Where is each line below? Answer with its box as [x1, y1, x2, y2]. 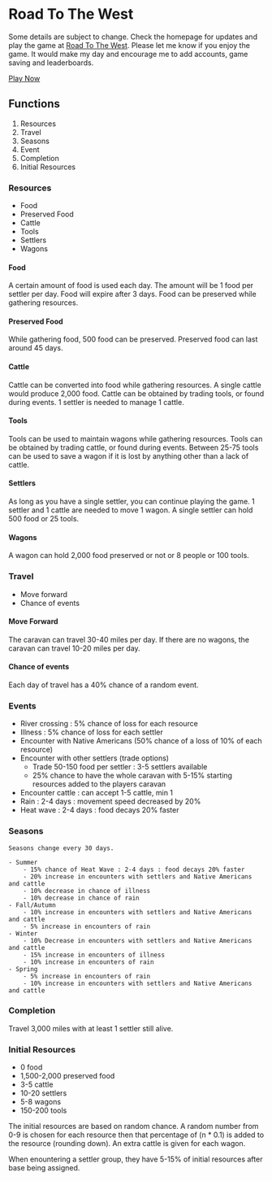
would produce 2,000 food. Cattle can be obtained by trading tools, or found [8, 388, 265, 399]
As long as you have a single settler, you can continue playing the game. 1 [8, 497, 256, 507]
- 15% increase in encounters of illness [23, 951, 165, 959]
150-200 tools [19, 1105, 67, 1115]
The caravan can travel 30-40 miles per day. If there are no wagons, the [8, 634, 250, 644]
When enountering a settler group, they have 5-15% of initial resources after [8, 1154, 263, 1164]
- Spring [8, 965, 38, 973]
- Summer [8, 858, 38, 866]
